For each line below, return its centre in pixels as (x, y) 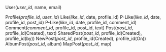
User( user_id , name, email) (34, 7)
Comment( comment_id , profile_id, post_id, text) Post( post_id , (69, 28)
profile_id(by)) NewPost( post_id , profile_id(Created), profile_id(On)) (76, 38)
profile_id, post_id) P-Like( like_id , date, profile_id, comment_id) (71, 22)
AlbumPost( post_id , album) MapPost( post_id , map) (58, 44)
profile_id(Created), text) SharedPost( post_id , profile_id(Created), (74, 33)
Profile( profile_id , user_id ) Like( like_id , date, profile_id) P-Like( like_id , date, (83, 17)
